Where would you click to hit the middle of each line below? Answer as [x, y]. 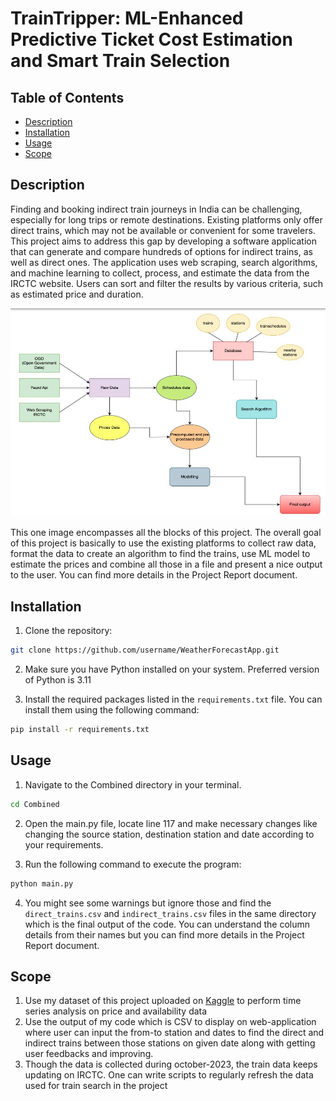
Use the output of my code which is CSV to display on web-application [170, 1022]
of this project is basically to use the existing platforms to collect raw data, [163, 543]
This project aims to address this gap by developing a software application [163, 241]
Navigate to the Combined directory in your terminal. [133, 784]
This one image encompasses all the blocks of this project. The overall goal [166, 533]
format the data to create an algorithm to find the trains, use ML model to [160, 554]
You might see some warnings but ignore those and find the [148, 903]
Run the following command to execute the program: [133, 864]
